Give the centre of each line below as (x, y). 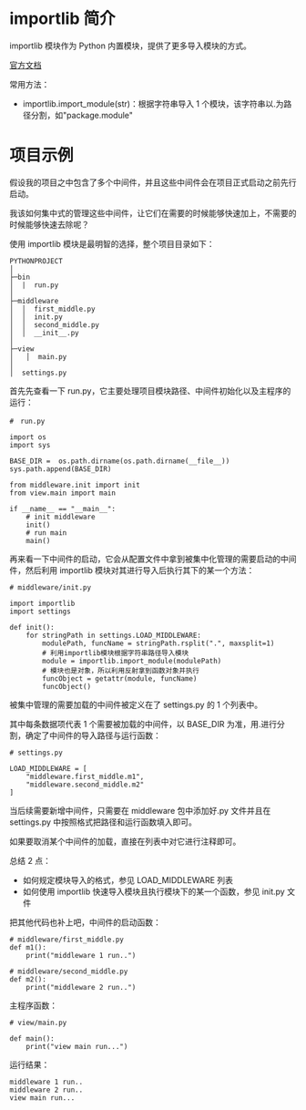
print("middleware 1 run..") (81, 955)
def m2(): (28, 979)
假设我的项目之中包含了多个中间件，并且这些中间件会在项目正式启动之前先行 (153, 182)
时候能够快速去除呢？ (49, 224)
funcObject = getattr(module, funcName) (120, 678)
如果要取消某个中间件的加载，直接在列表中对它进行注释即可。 (125, 841)
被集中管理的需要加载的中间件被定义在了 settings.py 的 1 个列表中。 (136, 704)
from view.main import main (63, 493)
